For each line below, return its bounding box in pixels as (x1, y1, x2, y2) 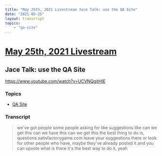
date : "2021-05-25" (5, 12, 45, 17)
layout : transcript (5, 16, 45, 21)
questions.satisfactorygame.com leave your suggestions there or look (16, 135, 157, 141)
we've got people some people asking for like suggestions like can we (16, 124, 157, 130)
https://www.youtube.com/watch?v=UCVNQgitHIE (5, 78, 106, 84)
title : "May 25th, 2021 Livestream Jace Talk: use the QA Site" (5, 7, 138, 12)
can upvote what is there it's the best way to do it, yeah (16, 145, 128, 151)
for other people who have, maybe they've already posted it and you (16, 140, 154, 146)
